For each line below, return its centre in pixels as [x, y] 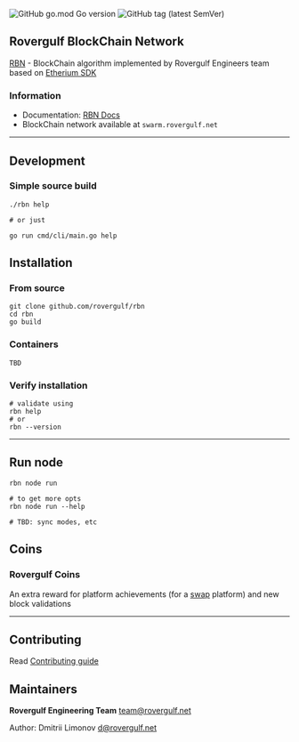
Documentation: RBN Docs [71, 115]
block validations [40, 603]
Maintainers [44, 689]
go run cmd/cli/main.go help [63, 236]
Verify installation [48, 385]
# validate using [41, 404]
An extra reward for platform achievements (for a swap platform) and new [144, 594]
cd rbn [21, 315]
